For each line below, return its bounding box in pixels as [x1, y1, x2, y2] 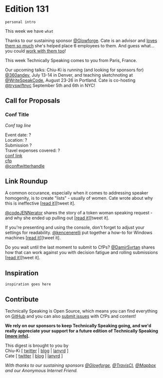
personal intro [5, 20, 36, 24]
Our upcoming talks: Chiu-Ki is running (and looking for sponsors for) [5, 67, 144, 73]
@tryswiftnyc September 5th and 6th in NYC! [5, 82, 95, 88]
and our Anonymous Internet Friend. [5, 368, 78, 374]
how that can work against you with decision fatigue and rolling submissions [5, 250, 158, 255]
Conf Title [5, 111, 29, 118]
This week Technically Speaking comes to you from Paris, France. [5, 57, 137, 63]
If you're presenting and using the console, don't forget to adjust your [5, 225, 145, 231]
